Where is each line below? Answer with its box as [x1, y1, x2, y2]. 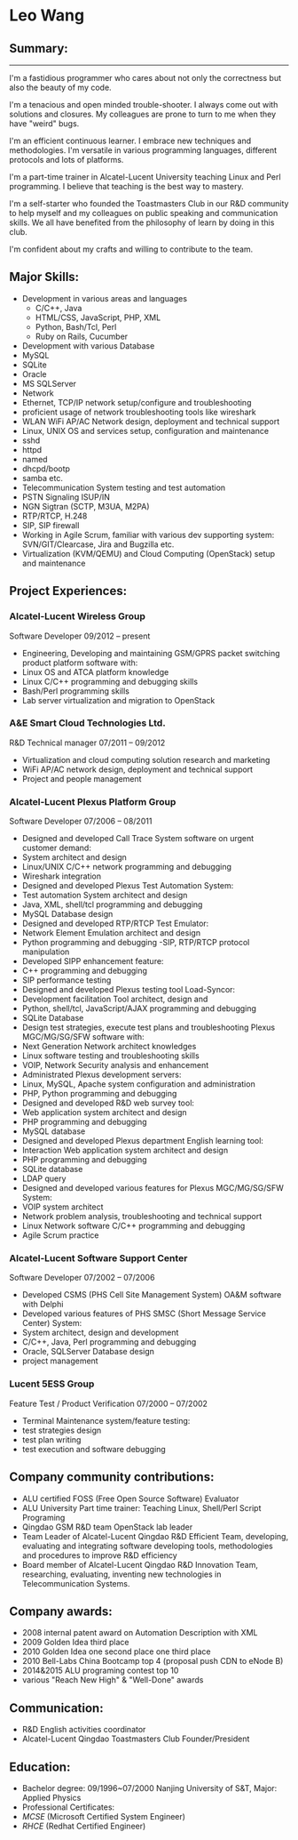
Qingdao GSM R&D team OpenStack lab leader [21, 1522, 193, 1532]
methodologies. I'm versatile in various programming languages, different [9, 145, 278, 156]
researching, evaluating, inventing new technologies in [21, 1569, 222, 1579]
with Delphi [21, 1299, 64, 1310]
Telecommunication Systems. [21, 1578, 130, 1588]
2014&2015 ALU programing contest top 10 [21, 1665, 179, 1676]
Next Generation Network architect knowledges [21, 1041, 197, 1052]
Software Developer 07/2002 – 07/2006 [9, 1273, 155, 1283]
